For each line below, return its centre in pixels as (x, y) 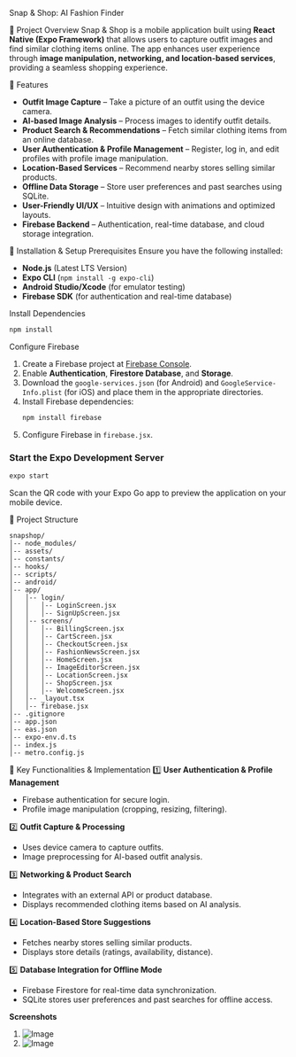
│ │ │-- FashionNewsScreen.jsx (75, 652)
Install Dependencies (47, 313)
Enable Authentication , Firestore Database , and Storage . (128, 373)
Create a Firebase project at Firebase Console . (107, 363)
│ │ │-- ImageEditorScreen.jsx (75, 667)
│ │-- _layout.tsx (47, 698)
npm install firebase (61, 417)
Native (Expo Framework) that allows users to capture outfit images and (141, 39)
